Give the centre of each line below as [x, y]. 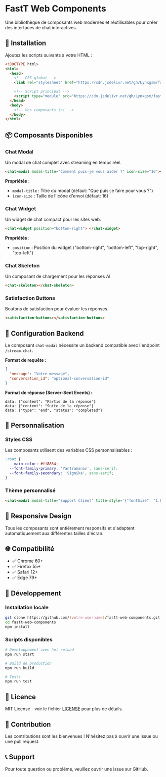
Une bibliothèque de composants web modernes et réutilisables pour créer [82, 22]
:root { [13, 459]
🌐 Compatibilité [30, 549]
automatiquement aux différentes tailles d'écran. [54, 533]
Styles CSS [19, 439]
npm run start [20, 654]
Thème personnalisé [30, 490]
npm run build [20, 668]
